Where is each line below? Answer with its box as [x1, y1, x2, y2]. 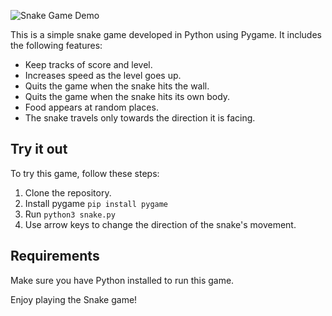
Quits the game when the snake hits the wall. [24, 80, 210, 92]
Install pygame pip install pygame [24, 197, 169, 209]
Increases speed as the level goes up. [24, 70, 182, 81]
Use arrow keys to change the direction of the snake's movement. [24, 218, 297, 230]
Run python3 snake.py [24, 208, 116, 220]
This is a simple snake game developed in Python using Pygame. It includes [10, 29, 322, 40]
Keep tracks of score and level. [24, 59, 153, 70]
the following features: [10, 40, 103, 51]
